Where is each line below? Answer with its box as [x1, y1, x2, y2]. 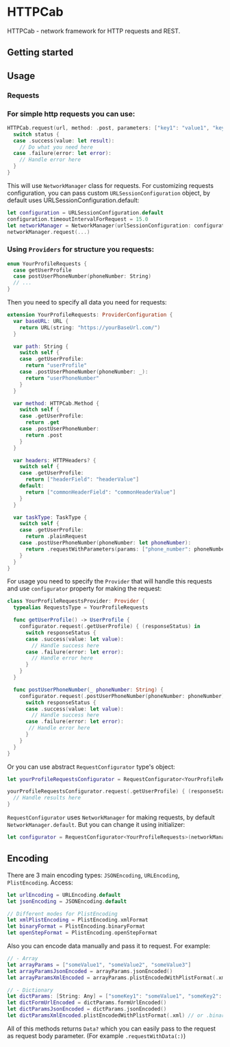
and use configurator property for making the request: [7, 584, 162, 593]
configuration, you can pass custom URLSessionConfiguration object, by [7, 189, 211, 197]
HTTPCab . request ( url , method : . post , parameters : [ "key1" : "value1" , [7, 124, 210, 131]
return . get [25, 419, 60, 426]
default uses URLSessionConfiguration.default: [7, 196, 140, 204]
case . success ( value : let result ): [13, 137, 115, 144]
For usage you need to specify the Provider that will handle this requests [7, 577, 212, 586]
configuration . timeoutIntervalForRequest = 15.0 [7, 215, 149, 223]
